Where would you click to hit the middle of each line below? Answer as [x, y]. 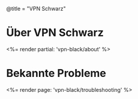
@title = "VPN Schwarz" [36, 9]
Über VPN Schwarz [55, 33]
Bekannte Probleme [56, 73]
